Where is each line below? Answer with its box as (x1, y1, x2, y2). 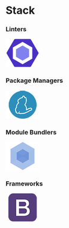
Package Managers (5, 76, 64, 85)
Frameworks (5, 179, 43, 188)
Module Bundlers (5, 128, 57, 136)
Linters (5, 25, 27, 34)
